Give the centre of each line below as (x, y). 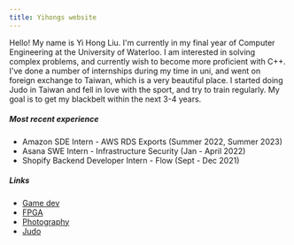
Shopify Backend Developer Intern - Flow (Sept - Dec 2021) (131, 160)
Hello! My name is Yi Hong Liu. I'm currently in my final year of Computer (142, 42)
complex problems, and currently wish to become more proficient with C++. (147, 61)
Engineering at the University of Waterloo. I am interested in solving (132, 52)
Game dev (41, 203)
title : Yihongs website (53, 17)
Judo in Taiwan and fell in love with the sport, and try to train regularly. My (145, 89)
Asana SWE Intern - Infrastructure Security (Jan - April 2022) (134, 150)
